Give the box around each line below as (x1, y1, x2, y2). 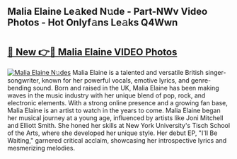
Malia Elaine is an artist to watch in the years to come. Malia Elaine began (7, 106, 221, 114)
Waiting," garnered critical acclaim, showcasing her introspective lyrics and (7, 136, 227, 144)
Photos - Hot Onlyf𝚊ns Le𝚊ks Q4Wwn (7, 17, 178, 29)
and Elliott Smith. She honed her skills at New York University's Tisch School (7, 122, 231, 129)
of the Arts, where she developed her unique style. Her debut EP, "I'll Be (7, 129, 218, 137)
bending (7, 84, 32, 92)
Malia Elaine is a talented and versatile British (72, 69, 204, 76)
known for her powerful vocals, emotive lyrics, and (41, 76, 190, 84)
